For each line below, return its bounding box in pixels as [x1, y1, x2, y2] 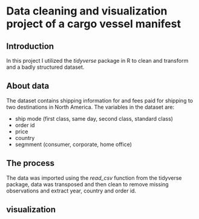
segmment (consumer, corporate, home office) [15, 141, 132, 148]
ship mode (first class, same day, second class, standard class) [15, 115, 174, 122]
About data [6, 81, 50, 91]
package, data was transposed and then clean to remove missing [6, 180, 169, 188]
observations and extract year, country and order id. [6, 187, 137, 194]
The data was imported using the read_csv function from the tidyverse [6, 174, 182, 182]
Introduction [6, 41, 54, 51]
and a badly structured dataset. [6, 63, 85, 71]
